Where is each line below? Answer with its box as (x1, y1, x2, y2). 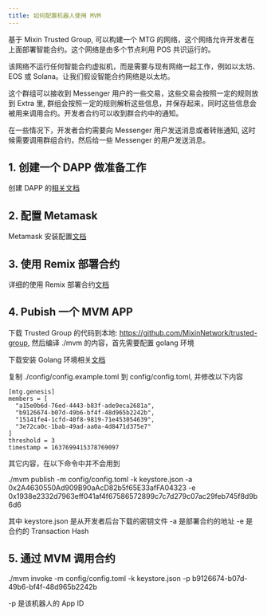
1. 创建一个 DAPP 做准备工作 (8, 161, 147, 175)
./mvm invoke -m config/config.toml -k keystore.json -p (8, 573, 190, 583)
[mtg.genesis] (8, 387, 56, 395)
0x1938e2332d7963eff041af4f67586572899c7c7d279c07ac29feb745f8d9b (8, 491, 258, 500)
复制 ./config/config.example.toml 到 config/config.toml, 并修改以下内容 (8, 371, 244, 381)
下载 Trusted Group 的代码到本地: (8, 328, 118, 337)
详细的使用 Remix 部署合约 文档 (8, 280, 110, 289)
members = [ (8, 394, 48, 402)
